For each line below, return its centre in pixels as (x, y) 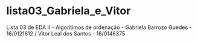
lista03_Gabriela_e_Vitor (69, 11)
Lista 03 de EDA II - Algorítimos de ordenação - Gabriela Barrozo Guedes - (99, 27)
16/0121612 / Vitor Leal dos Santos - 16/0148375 (66, 33)
